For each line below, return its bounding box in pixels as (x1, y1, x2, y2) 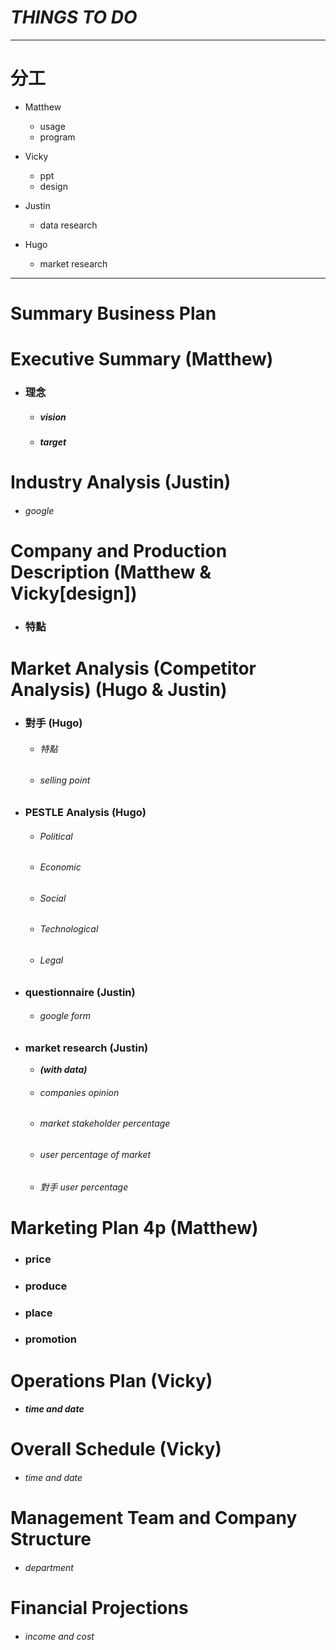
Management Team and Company (10, 1507, 298, 1530)
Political (39, 830, 73, 842)
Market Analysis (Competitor (10, 657, 257, 680)
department (24, 1561, 74, 1573)
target (39, 436, 67, 448)
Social (39, 892, 67, 904)
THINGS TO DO (10, 6, 138, 29)
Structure (10, 1528, 92, 1551)
